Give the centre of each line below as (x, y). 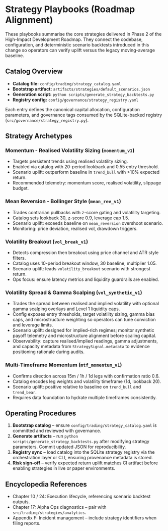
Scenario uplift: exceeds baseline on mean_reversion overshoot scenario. (88, 223)
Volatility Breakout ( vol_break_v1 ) (47, 242)
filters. (19, 258)
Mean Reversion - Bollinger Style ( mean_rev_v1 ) (63, 202)
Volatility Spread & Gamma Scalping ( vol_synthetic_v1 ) (74, 293)
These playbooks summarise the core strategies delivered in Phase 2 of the (83, 34)
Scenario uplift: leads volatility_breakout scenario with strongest (81, 269)
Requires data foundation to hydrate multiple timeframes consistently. (85, 397)
